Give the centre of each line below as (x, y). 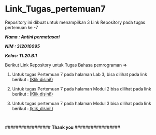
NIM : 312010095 (22, 46)
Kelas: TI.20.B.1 (21, 55)
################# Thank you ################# (63, 127)
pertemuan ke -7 (21, 27)
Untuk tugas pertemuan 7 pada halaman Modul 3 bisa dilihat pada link (81, 103)
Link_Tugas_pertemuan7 (55, 9)
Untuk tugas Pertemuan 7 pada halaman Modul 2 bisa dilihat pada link (81, 89)
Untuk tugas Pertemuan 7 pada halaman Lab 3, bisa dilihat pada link (79, 74)
